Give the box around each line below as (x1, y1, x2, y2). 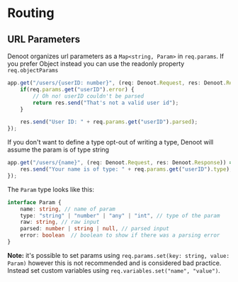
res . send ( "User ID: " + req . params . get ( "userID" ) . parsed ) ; (20, 118, 198, 125)
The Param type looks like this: (7, 185, 94, 193)
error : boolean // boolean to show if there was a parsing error (20, 232, 220, 239)
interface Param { (7, 198, 62, 206)
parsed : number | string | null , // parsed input (20, 225, 170, 232)
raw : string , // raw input (20, 218, 100, 226)
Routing (7, 5, 55, 21)
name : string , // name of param (20, 205, 115, 213)
